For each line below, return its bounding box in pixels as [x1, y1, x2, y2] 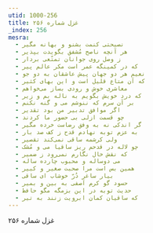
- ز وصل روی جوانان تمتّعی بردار [15, 56, 122, 64]
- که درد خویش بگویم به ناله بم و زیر [15, 92, 143, 100]
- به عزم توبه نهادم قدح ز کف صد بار [15, 128, 139, 136]
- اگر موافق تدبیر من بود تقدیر [15, 107, 122, 115]
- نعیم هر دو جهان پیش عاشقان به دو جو [15, 70, 146, 78]
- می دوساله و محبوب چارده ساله [15, 158, 122, 166]
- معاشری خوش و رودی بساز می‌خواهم [15, 84, 128, 93]
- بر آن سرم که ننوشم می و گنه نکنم [15, 99, 135, 107]
